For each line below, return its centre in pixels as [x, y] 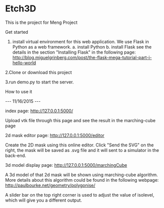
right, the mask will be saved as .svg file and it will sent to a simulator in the [82, 150]
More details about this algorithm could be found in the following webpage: [82, 180]
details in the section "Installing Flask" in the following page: [74, 52]
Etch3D [21, 9]
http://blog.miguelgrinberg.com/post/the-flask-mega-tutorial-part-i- [82, 57]
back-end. [16, 155]
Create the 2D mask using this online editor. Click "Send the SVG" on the [80, 145]
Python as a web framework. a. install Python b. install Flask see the [82, 47]
